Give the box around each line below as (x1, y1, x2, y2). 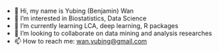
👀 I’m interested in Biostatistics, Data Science (14, 14, 147, 22)
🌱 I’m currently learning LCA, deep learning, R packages (14, 22, 179, 30)
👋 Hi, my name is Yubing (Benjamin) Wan (14, 7, 134, 15)
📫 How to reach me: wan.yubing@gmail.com (14, 37, 147, 45)
